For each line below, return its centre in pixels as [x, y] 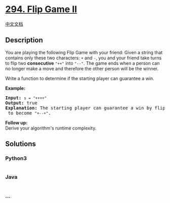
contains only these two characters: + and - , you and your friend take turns [83, 58]
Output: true [22, 103]
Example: [15, 88]
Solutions [21, 144]
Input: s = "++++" [26, 98]
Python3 [16, 158]
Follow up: [16, 123]
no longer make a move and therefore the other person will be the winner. [82, 68]
